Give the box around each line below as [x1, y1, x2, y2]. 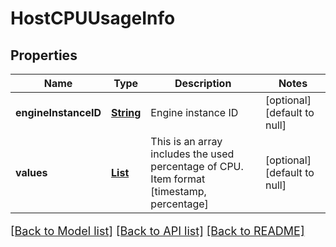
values [15, 166, 48, 179]
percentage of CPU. [150, 160, 244, 173]
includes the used [150, 147, 235, 161]
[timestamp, [150, 185, 207, 198]
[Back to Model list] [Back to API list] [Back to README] [10, 224, 305, 238]
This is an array [150, 135, 223, 148]
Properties [10, 47, 78, 64]
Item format [150, 172, 206, 186]
